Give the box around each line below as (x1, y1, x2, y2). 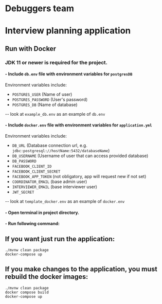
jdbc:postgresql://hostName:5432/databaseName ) (12, 148, 110, 154)
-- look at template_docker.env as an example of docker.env (5, 198, 125, 204)
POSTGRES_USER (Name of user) (12, 91, 72, 97)
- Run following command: (5, 221, 60, 227)
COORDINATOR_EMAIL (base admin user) (12, 179, 88, 185)
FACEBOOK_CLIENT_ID (12, 164, 52, 169)
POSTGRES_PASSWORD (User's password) (12, 96, 88, 102)
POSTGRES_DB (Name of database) (12, 102, 78, 107)
